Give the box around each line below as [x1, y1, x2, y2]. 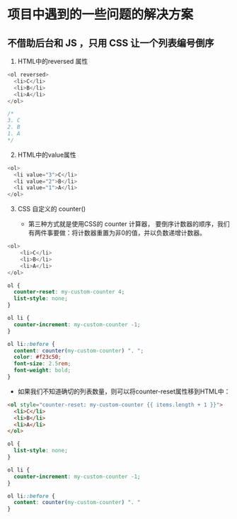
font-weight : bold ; [13, 367, 71, 374]
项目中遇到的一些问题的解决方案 [7, 6, 194, 23]
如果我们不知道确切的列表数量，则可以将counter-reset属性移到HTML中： [17, 387, 231, 396]
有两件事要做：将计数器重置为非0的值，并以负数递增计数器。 [28, 228, 207, 238]
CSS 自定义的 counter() [17, 205, 86, 213]
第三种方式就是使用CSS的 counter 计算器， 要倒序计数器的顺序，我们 [28, 220, 230, 228]
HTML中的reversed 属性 [17, 57, 88, 65]
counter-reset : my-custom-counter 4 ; [13, 289, 125, 296]
